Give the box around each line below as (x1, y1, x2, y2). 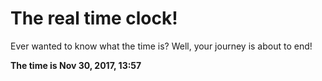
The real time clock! (10, 7, 178, 30)
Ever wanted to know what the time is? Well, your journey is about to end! (10, 40, 313, 52)
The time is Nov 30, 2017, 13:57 (10, 59, 142, 71)
